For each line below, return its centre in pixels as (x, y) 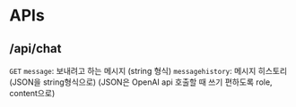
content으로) (32, 93)
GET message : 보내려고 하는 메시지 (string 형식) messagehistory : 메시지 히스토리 (148, 71)
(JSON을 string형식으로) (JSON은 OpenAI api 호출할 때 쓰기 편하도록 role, (141, 82)
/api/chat (35, 49)
